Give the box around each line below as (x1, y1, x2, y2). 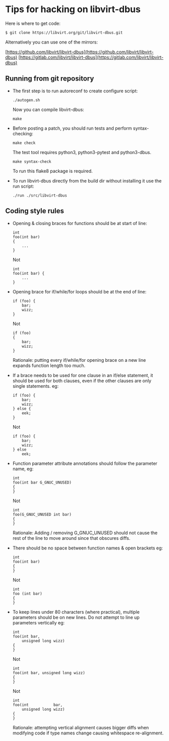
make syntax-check (12, 159, 51, 164)
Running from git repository (5, 75, 94, 83)
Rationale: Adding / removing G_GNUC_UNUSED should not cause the (12, 530, 158, 536)
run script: (12, 183, 34, 189)
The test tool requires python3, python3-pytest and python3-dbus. (12, 149, 151, 155)
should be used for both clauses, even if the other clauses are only (12, 378, 151, 384)
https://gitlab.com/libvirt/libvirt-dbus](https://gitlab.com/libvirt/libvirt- (20, 54, 164, 60)
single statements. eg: (12, 383, 59, 389)
